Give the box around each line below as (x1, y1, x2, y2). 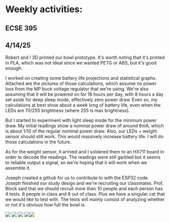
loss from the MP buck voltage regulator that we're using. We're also (5, 86, 149, 92)
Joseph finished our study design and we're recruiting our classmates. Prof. (5, 180, 164, 186)
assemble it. (5, 165, 31, 171)
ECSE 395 (5, 24, 38, 33)
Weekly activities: (5, 4, 83, 15)
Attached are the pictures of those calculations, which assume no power (5, 80, 157, 87)
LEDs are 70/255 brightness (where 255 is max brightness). (5, 108, 130, 114)
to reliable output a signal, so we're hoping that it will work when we (5, 160, 147, 166)
